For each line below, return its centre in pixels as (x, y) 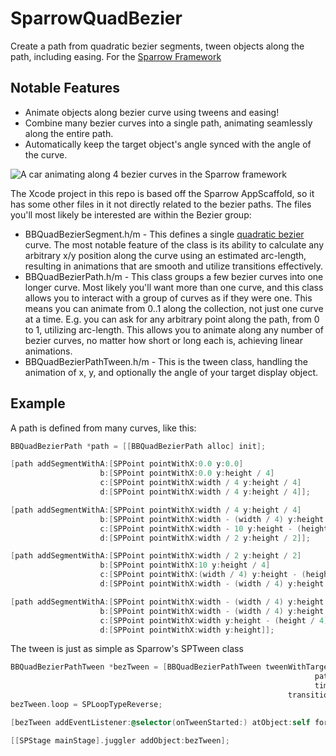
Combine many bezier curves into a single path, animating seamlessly (168, 123)
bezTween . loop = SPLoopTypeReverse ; (86, 704)
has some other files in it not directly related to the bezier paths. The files (161, 204)
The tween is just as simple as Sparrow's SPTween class (127, 649)
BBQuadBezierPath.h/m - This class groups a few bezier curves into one (174, 276)
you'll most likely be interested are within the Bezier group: (131, 214)
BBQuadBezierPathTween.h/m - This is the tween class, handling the (166, 361)
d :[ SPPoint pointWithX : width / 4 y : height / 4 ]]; (205, 492)
